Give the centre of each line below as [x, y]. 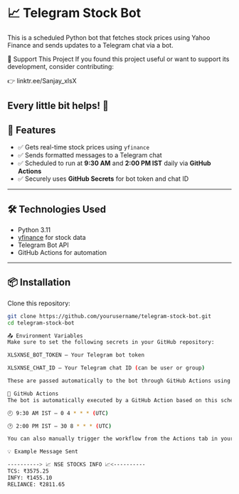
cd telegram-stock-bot [41, 323]
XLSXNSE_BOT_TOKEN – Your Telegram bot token [76, 355]
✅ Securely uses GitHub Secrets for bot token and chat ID [103, 179]
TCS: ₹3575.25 [28, 471]
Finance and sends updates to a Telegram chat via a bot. [90, 45]
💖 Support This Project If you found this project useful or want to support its [118, 59]
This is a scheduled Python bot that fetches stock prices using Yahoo [109, 37]
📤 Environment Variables [45, 336]
